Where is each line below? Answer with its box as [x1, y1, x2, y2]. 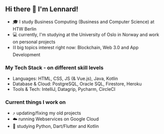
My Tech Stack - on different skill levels [5, 64, 104, 71]
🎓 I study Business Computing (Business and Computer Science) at [12, 19, 154, 25]
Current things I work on [5, 99, 66, 106]
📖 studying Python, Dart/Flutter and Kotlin [12, 123, 99, 129]
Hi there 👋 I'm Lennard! [5, 5, 79, 14]
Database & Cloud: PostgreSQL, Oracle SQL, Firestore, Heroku [12, 81, 142, 87]
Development [12, 51, 41, 58]
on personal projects [12, 39, 56, 45]
